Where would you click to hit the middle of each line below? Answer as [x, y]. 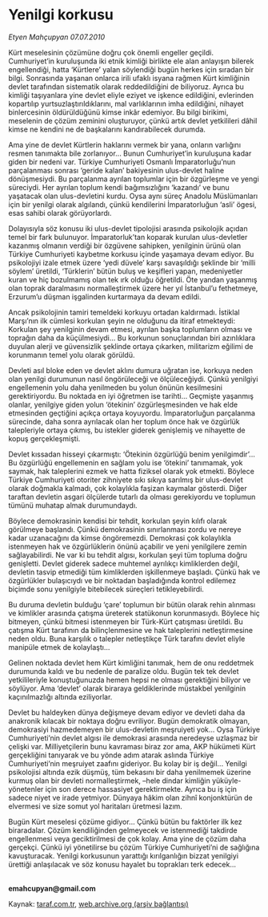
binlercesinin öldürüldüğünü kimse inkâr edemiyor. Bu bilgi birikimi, [118, 112]
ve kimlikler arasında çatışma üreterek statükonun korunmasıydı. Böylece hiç [134, 613]
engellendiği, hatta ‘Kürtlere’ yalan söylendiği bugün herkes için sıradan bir [131, 69]
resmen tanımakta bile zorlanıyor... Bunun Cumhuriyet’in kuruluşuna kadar [130, 153]
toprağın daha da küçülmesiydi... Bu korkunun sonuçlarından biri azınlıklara [132, 338]
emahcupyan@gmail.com [52, 888]
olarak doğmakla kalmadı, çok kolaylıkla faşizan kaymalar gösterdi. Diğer [128, 488]
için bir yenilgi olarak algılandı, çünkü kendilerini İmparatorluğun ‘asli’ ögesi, [133, 204]
